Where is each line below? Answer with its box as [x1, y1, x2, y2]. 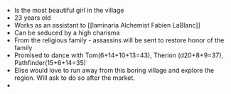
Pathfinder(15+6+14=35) [14, 59, 87, 66]
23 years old [14, 13, 51, 22]
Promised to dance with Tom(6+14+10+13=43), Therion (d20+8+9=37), [14, 51, 224, 59]
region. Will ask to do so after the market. [14, 74, 135, 82]
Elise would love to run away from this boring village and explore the [14, 66, 215, 74]
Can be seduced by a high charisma [14, 28, 120, 37]
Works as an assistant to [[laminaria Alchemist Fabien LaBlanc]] [14, 21, 201, 29]
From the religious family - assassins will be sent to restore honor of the [14, 36, 225, 45]
